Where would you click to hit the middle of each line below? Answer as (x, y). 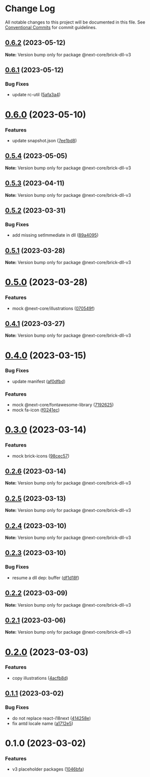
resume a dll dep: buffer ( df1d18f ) (46, 578)
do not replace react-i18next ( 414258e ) (52, 718)
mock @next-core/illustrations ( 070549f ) (54, 308)
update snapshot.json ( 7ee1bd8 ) (44, 140)
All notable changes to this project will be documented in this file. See (75, 22)
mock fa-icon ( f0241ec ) (36, 410)
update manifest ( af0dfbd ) (39, 381)
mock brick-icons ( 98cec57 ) (41, 456)
